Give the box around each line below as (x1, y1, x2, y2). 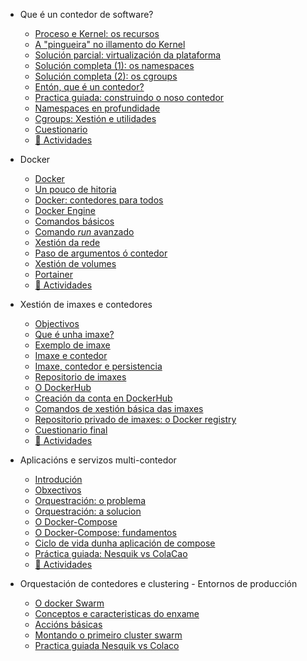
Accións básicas (34, 619, 103, 630)
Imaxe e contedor (34, 350, 108, 361)
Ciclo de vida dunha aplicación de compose (34, 537, 216, 549)
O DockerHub (34, 382, 92, 393)
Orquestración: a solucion (34, 505, 142, 517)
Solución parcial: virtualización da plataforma (34, 49, 222, 61)
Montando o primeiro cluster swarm (34, 629, 183, 641)
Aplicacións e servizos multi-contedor (19, 454, 177, 466)
